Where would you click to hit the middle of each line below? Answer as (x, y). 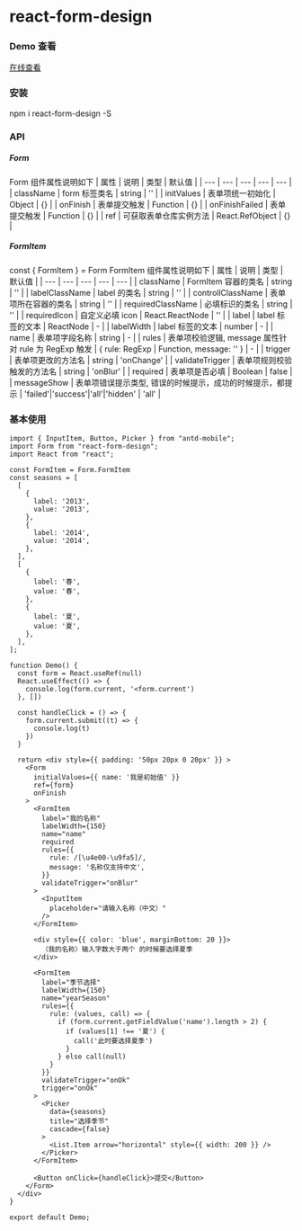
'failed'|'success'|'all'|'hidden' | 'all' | (93, 394)
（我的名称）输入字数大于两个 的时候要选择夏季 (117, 949)
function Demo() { (44, 665)
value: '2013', (62, 509)
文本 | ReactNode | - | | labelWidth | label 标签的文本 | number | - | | (149, 326)
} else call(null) (92, 1057)
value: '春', (57, 591)
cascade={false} (80, 1129)
